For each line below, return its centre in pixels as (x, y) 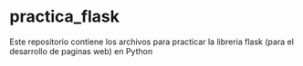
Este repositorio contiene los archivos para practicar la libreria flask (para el (152, 42)
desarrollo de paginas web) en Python (81, 51)
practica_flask (65, 17)
